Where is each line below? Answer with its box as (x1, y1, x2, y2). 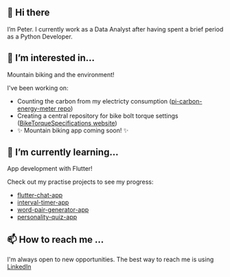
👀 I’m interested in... (7, 52, 95, 64)
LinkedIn (7, 263, 32, 271)
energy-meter (16, 104, 57, 112)
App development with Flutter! (7, 165, 93, 173)
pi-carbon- (171, 97, 203, 105)
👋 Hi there (7, 7, 50, 19)
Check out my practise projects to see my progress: (7, 178, 154, 186)
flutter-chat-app (16, 191, 63, 200)
